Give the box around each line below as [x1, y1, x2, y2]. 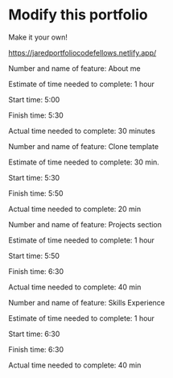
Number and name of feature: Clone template [8, 141, 159, 151]
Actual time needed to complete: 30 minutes [8, 126, 155, 135]
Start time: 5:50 [8, 251, 60, 260]
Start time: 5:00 [8, 94, 60, 104]
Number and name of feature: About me [8, 63, 141, 73]
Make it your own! [8, 32, 68, 42]
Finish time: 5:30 [8, 110, 64, 120]
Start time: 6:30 [8, 329, 60, 339]
